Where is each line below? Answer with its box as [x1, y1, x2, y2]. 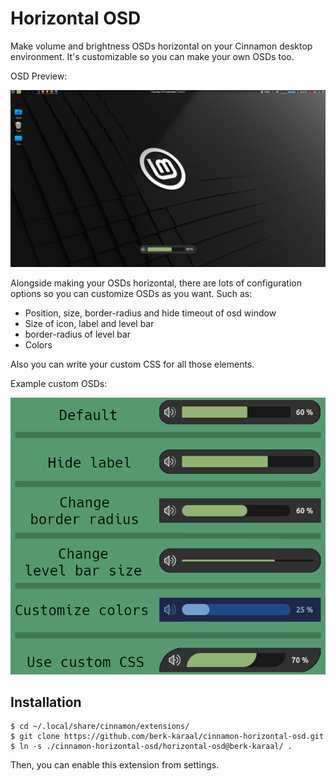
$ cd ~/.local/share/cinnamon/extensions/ [10, 722, 190, 732]
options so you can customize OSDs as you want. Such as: [10, 288, 253, 300]
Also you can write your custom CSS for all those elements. [10, 358, 255, 371]
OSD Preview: [10, 70, 68, 82]
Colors [24, 339, 53, 351]
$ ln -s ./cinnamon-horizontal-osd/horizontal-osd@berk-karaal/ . [10, 742, 293, 752]
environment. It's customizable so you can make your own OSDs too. [10, 50, 295, 62]
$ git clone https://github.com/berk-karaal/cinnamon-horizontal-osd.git [10, 732, 325, 742]
